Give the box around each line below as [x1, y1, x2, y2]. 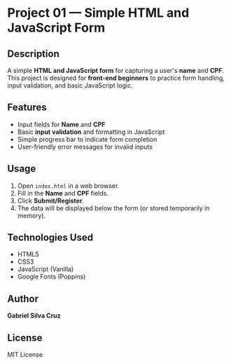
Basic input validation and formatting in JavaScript [17, 128, 165, 136]
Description [7, 48, 59, 60]
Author [7, 292, 38, 304]
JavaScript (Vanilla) [17, 265, 74, 274]
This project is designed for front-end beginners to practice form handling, [7, 74, 225, 82]
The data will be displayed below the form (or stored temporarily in [17, 203, 210, 212]
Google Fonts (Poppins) [17, 272, 86, 281]
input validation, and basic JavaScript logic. [7, 81, 133, 89]
